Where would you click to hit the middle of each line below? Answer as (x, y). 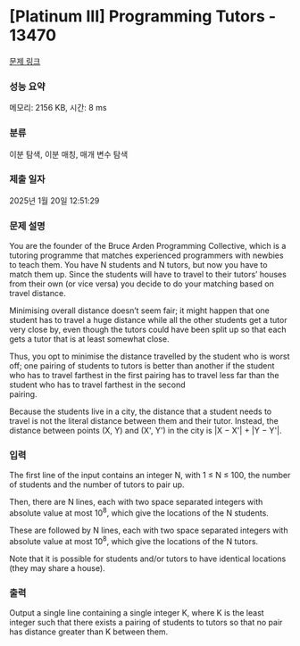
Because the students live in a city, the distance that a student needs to (141, 411)
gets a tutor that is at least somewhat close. (89, 339)
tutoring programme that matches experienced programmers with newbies (146, 255)
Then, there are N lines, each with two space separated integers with (136, 502)
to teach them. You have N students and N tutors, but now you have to (138, 265)
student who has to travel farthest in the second (97, 385)
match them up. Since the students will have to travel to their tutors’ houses (148, 275)
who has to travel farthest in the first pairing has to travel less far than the (144, 376)
